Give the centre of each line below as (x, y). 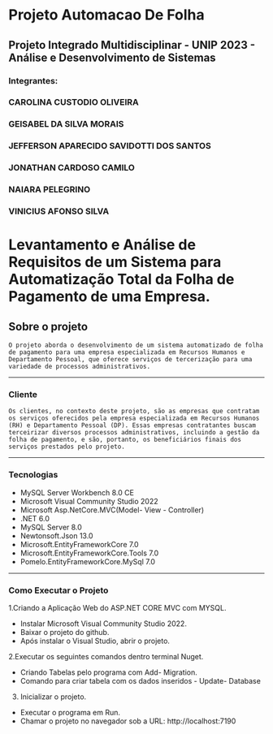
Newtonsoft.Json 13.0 (56, 535)
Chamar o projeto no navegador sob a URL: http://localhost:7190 (128, 721)
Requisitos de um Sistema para (115, 262)
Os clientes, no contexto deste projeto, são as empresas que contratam (134, 412)
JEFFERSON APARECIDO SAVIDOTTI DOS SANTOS (110, 146)
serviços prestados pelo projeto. (67, 447)
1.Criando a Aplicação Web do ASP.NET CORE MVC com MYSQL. (117, 607)
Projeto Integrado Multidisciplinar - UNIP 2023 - (132, 45)
